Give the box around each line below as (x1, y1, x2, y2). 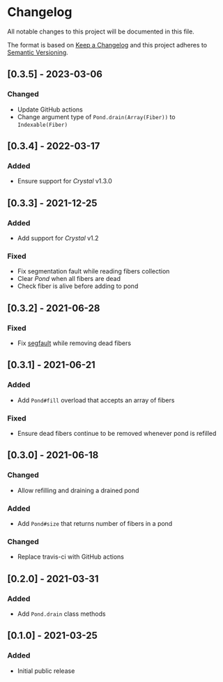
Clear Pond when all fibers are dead (17, 275, 121, 283)
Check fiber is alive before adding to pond (17, 282, 139, 290)
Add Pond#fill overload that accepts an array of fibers (17, 395, 175, 404)
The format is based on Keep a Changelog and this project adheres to (7, 40, 208, 49)
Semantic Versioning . (7, 48, 68, 56)
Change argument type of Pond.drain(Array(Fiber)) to (17, 112, 176, 121)
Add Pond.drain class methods (17, 609, 106, 618)
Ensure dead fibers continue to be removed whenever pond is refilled (17, 429, 217, 437)
